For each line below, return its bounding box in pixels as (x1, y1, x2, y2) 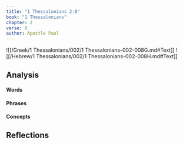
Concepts (6, 113, 31, 120)
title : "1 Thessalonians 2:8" (6, 8, 81, 15)
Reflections (6, 130, 49, 140)
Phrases (6, 99, 27, 106)
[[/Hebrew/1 (6, 53, 35, 60)
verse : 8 (6, 25, 28, 31)
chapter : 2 (6, 19, 33, 25)
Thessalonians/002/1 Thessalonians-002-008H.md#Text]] (36, 53, 178, 60)
